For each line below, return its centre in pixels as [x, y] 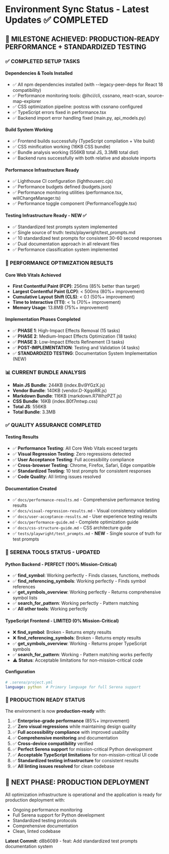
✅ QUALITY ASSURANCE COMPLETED [53, 425]
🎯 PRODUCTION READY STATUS [45, 700]
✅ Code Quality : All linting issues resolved [57, 477]
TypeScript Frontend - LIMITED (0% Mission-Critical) [62, 621]
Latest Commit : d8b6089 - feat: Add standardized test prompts [71, 841]
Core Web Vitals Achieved [33, 275]
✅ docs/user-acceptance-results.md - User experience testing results [85, 516]
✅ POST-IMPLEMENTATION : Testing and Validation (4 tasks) [76, 347]
